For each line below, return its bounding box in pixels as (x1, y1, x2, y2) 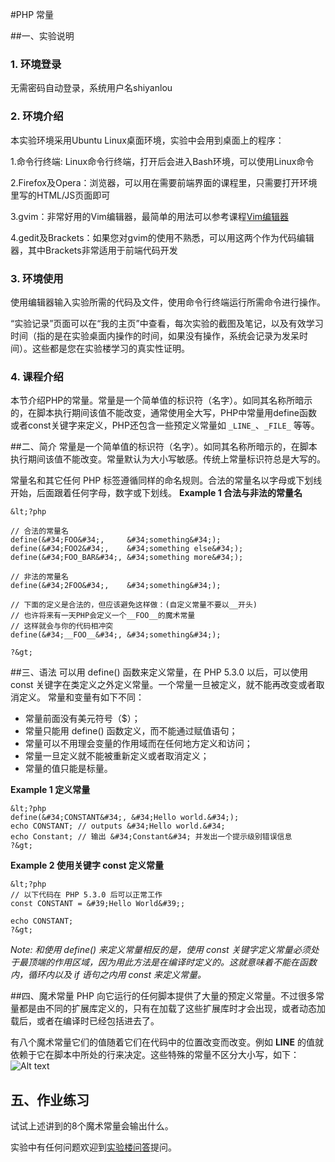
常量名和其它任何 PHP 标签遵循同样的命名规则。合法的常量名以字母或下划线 (10, 474, 323, 487)
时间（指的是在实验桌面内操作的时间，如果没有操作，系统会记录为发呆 (10, 329, 300, 342)
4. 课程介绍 (10, 369, 64, 383)
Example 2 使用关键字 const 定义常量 (10, 859, 165, 872)
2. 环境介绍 (10, 109, 64, 123)
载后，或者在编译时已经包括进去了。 (10, 1015, 160, 1027)
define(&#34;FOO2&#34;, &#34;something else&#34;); (10, 544, 244, 554)
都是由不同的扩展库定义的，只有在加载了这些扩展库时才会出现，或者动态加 (18, 1003, 326, 1015)
